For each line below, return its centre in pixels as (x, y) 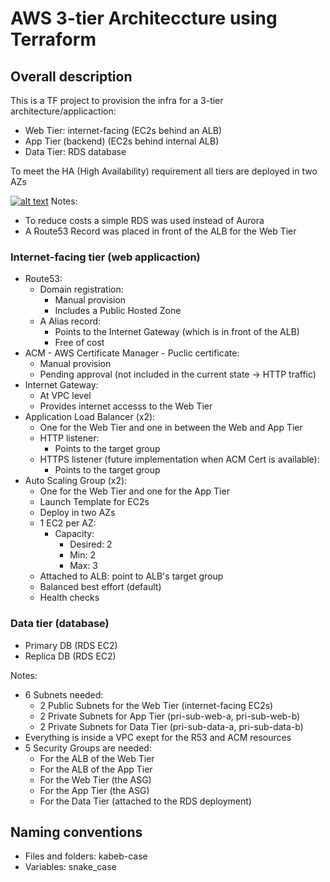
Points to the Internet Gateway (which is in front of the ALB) (177, 332)
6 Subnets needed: (64, 694)
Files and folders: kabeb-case (86, 856)
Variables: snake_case (70, 867)
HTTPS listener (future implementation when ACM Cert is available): (179, 459)
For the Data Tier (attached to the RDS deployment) (145, 801)
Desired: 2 (91, 544)
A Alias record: (70, 321)
